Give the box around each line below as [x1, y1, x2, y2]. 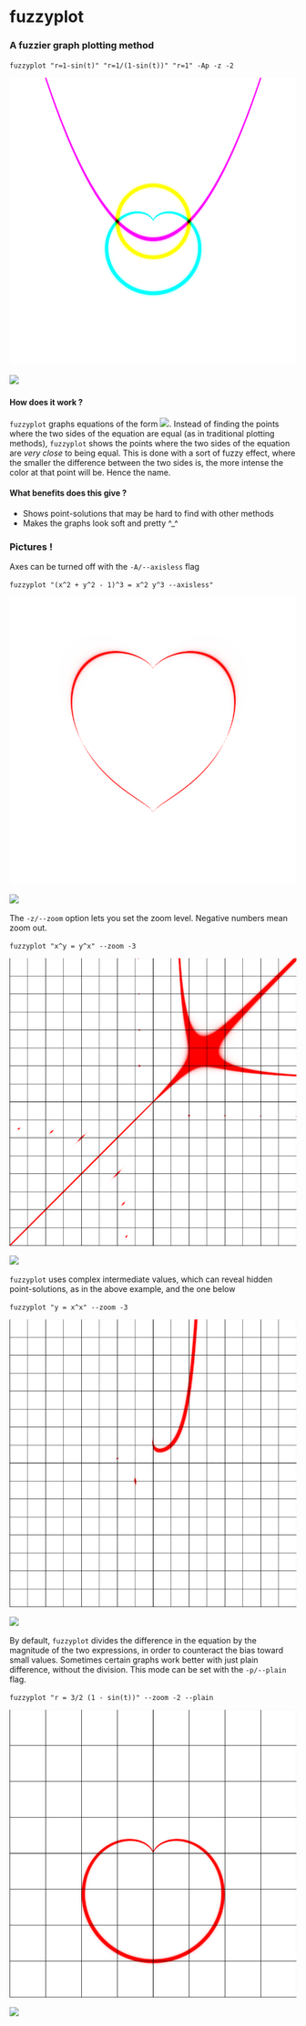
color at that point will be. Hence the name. [9, 467, 171, 478]
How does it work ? [9, 397, 84, 408]
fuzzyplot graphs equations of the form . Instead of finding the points [9, 418, 280, 429]
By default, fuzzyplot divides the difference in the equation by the [9, 1635, 257, 1646]
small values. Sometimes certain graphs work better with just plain [9, 1654, 259, 1665]
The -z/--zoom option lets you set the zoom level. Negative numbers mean [9, 913, 289, 924]
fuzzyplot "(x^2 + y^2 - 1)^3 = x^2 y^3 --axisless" [9, 581, 214, 590]
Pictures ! [9, 541, 53, 553]
